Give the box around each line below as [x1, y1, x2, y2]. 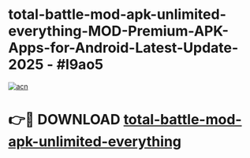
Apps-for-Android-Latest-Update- [8, 39, 239, 57]
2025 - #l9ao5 [8, 56, 104, 74]
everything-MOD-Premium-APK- [8, 22, 229, 40]
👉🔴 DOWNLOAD [8, 111, 121, 129]
